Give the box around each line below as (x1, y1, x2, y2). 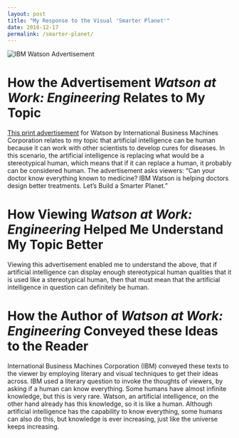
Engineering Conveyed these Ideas (7, 323, 218, 339)
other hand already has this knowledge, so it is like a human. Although (7, 400, 213, 408)
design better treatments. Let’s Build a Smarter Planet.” (7, 182, 169, 190)
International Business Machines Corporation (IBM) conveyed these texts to (7, 362, 229, 370)
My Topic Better (7, 236, 104, 253)
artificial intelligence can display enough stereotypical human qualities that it (7, 268, 232, 276)
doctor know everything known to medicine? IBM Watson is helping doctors (7, 174, 229, 182)
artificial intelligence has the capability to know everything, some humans (7, 407, 223, 416)
